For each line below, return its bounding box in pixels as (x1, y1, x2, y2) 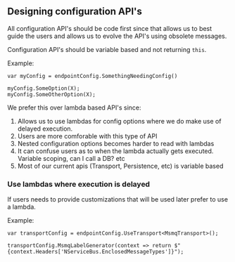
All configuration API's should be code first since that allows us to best (7, 24, 212, 32)
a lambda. (7, 203, 37, 211)
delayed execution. (17, 124, 73, 133)
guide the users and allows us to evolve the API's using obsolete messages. (7, 32, 227, 40)
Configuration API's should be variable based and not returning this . (7, 45, 207, 53)
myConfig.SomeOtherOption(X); (7, 91, 96, 98)
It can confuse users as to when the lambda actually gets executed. (17, 147, 214, 155)
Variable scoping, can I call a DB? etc (17, 154, 125, 162)
